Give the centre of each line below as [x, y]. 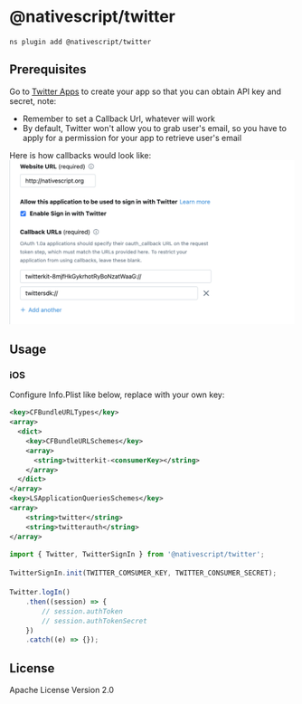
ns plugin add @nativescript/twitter [80, 42]
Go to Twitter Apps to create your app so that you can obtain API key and [146, 91]
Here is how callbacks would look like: [80, 155]
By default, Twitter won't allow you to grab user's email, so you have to [155, 128]
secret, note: [33, 100]
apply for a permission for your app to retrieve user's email [132, 138]
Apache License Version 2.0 [62, 690]
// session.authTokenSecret [94, 621]
